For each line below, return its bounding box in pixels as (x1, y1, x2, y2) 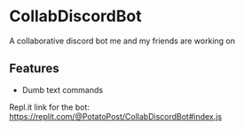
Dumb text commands (21, 84, 104, 95)
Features (9, 61, 59, 76)
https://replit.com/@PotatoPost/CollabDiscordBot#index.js (9, 111, 223, 121)
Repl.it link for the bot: (9, 102, 91, 112)
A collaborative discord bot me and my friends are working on (9, 35, 235, 46)
